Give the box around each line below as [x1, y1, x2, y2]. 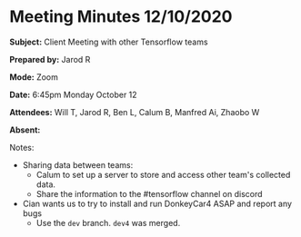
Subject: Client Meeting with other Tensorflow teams [9, 36, 208, 47]
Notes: [9, 142, 35, 153]
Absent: [9, 124, 41, 135]
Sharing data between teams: [22, 159, 134, 170]
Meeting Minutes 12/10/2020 [9, 6, 233, 27]
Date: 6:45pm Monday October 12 [9, 89, 138, 100]
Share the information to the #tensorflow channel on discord [35, 188, 263, 199]
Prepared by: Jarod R [9, 54, 91, 64]
